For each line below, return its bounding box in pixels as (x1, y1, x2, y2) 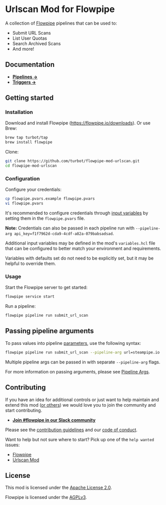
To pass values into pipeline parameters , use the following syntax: (5, 340, 141, 346)
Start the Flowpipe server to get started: (5, 285, 87, 291)
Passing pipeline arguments (5, 327, 94, 335)
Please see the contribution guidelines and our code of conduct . (5, 427, 137, 433)
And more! (12, 46, 34, 52)
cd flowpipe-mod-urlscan (5, 163, 57, 169)
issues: (5, 442, 20, 448)
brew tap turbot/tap (5, 135, 48, 140)
